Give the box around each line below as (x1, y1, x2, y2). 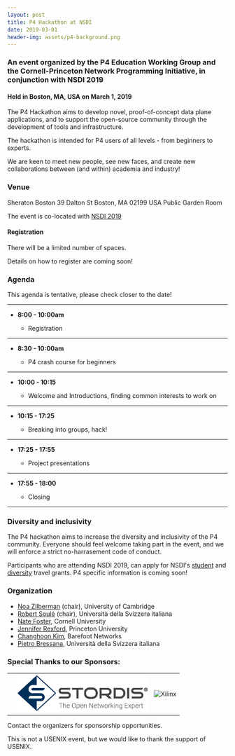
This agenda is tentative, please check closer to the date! (7, 291, 173, 299)
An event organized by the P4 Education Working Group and (7, 57, 216, 67)
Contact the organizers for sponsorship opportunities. (7, 721, 162, 729)
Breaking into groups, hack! (27, 425, 108, 434)
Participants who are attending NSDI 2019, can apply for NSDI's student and (7, 561, 227, 570)
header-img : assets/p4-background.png (7, 34, 120, 41)
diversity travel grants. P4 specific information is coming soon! (7, 568, 187, 577)
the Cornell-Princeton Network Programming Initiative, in (7, 67, 206, 76)
